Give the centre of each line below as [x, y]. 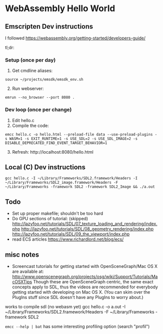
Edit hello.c [23, 120]
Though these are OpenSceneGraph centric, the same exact [93, 282]
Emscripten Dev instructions [49, 26]
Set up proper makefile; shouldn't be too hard [57, 213]
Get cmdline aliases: [32, 70]
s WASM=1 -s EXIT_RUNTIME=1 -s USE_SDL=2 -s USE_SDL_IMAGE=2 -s [71, 139]
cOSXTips [22, 282]
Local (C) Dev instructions [45, 167]
